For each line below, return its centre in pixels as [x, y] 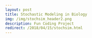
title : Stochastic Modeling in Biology [46, 14]
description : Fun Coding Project [40, 23]
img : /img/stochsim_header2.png [38, 19]
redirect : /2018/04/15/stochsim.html [44, 28]
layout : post [19, 10]
